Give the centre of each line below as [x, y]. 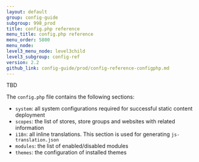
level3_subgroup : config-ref [43, 57]
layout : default [27, 12]
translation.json [37, 140]
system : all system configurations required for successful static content [104, 109]
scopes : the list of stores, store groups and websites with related [95, 121]
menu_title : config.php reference [50, 34]
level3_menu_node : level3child [46, 51]
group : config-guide [32, 18]
